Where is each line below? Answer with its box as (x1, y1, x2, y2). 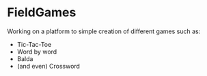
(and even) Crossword (16, 62, 81, 70)
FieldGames (7, 5, 77, 20)
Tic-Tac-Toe (16, 40, 52, 48)
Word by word (16, 47, 57, 56)
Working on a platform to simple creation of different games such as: (7, 27, 201, 35)
